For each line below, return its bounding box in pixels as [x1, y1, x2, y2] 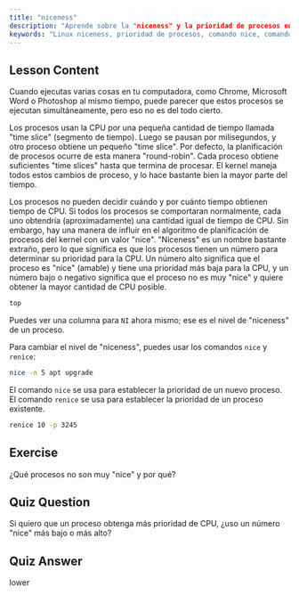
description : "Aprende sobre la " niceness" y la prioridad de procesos [9, 21, 280, 30]
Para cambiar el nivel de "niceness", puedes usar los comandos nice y [9, 342, 268, 353]
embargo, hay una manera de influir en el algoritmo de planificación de [9, 224, 270, 236]
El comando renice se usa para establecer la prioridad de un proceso [9, 394, 264, 404]
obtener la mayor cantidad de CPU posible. [9, 281, 167, 292]
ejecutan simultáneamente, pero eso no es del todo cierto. [9, 105, 223, 116]
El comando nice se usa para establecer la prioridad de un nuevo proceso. [9, 384, 283, 395]
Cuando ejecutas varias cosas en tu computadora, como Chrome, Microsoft [9, 86, 287, 97]
